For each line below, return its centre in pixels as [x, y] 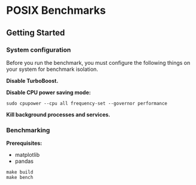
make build [20, 172]
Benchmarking [28, 130]
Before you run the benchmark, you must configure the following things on [98, 62]
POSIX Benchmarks [56, 11]
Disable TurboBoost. [32, 80]
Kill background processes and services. [58, 114]
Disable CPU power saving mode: [49, 92]
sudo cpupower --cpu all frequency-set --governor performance [87, 103]
